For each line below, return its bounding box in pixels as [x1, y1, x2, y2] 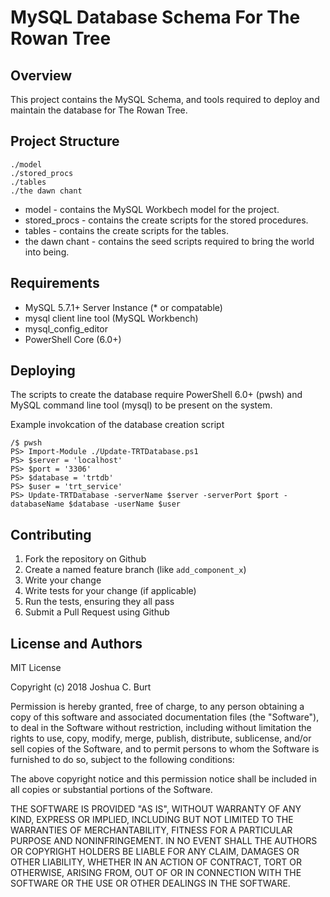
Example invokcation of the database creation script [10, 419, 225, 431]
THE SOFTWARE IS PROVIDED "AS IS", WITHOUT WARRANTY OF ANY [10, 803, 302, 815]
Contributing [10, 526, 92, 543]
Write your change [24, 574, 102, 586]
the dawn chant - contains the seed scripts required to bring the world [24, 235, 315, 247]
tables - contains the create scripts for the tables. [24, 224, 229, 236]
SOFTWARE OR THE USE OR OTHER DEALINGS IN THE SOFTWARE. [10, 877, 291, 890]
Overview [10, 67, 73, 84]
